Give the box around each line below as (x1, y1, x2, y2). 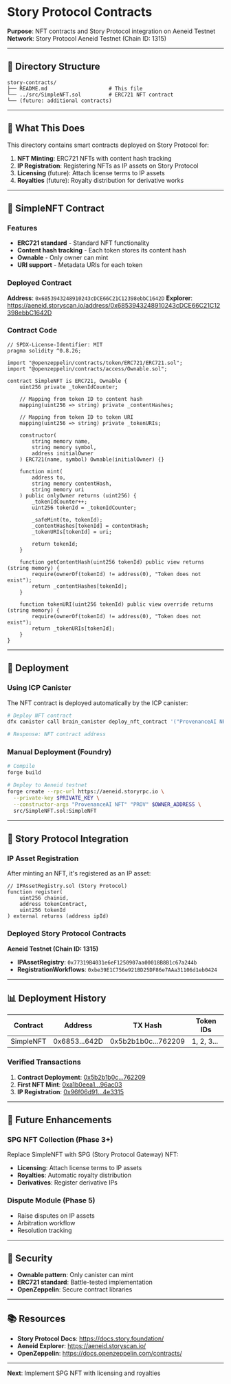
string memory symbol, (32, 444, 97, 451)
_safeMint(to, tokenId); (32, 516, 103, 523)
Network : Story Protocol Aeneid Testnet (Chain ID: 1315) (7, 34, 167, 42)
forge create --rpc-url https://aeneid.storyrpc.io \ (7, 788, 165, 795)
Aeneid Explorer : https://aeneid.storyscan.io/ (16, 1342, 146, 1350)
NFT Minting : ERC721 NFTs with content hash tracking (16, 154, 172, 162)
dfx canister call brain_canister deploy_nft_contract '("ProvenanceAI (7, 718, 217, 725)
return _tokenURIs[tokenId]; (32, 625, 115, 632)
